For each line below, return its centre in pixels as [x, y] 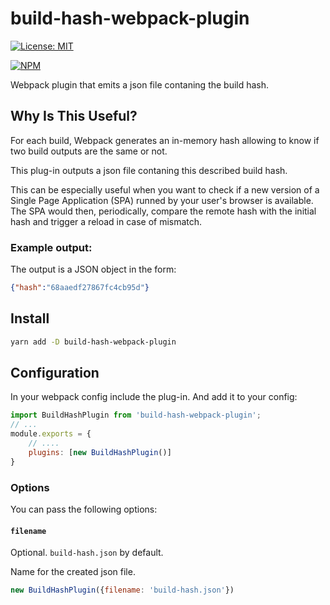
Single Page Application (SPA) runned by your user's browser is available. [162, 200]
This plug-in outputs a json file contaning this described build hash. [149, 170]
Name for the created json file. [73, 572]
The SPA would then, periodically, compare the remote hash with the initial [163, 211]
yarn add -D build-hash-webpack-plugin [93, 342]
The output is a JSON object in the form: [93, 269]
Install [30, 318]
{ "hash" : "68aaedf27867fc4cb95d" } [80, 288]
